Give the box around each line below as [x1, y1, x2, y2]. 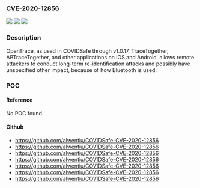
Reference [6, 96, 33, 103]
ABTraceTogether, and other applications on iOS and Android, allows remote [6, 53, 195, 61]
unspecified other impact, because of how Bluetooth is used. [6, 66, 157, 73]
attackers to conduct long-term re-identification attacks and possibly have [6, 60, 190, 67]
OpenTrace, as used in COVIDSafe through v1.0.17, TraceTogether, [6, 47, 169, 55]
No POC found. [6, 109, 44, 117]
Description [6, 34, 41, 42]
